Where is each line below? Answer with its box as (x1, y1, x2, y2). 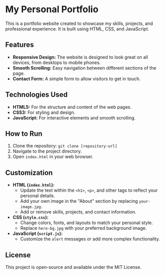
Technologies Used (5, 90, 68, 99)
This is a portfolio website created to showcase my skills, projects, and (5, 20, 153, 26)
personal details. (20, 193, 55, 199)
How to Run (5, 129, 43, 138)
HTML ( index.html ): (12, 182, 55, 188)
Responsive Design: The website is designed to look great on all (12, 54, 148, 60)
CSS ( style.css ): (12, 215, 49, 221)
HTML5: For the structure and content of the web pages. (12, 104, 132, 110)
